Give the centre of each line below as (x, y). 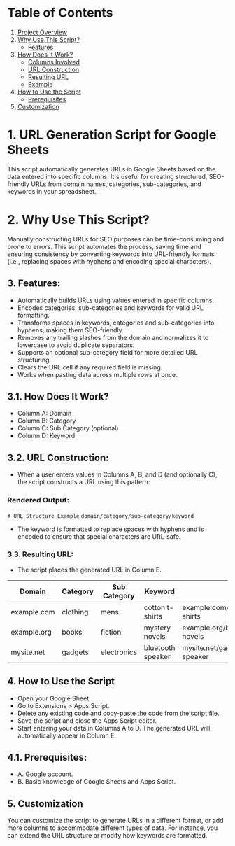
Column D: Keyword (46, 436)
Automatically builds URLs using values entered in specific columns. (116, 300)
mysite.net (28, 652)
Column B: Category (47, 421)
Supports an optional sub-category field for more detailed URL (107, 352)
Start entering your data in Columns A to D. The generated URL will (114, 728)
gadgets (76, 652)
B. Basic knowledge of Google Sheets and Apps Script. (97, 782)
